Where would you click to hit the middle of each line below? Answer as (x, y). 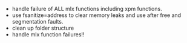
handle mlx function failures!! (48, 35)
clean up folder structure (43, 28)
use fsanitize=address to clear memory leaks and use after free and (97, 15)
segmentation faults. (38, 21)
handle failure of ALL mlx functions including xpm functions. (87, 9)
